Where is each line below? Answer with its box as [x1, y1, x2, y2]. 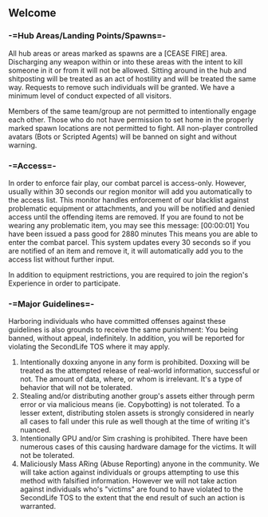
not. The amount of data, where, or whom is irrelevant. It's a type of [19, 374, 242, 384]
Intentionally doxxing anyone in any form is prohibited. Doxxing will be [19, 357, 250, 367]
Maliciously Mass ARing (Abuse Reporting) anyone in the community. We [19, 459, 260, 469]
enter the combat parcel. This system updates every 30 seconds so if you [8, 237, 251, 247]
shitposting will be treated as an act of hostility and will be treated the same [8, 73, 257, 83]
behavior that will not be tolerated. [19, 383, 133, 393]
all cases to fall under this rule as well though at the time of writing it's [19, 416, 250, 426]
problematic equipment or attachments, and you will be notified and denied [8, 203, 255, 213]
